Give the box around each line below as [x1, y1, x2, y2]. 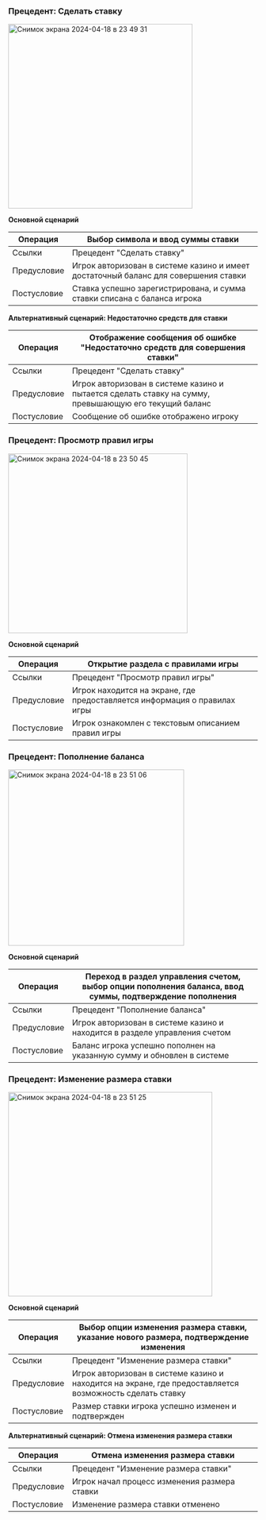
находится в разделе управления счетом [71, 1026, 231, 1037]
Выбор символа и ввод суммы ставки [86, 234, 239, 245]
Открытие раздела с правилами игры [87, 658, 239, 669]
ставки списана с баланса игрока [71, 293, 202, 304]
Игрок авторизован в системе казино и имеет [71, 260, 250, 271]
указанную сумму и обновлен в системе [71, 1049, 230, 1060]
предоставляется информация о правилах [71, 695, 236, 706]
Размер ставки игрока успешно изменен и [71, 1401, 237, 1412]
